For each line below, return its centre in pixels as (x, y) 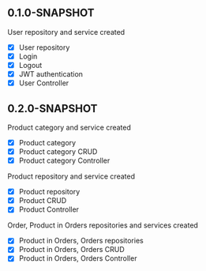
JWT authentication (51, 74)
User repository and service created (66, 32)
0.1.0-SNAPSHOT (51, 13)
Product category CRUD (58, 152)
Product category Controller (64, 160)
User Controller (44, 83)
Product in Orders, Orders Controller (78, 258)
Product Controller (49, 209)
